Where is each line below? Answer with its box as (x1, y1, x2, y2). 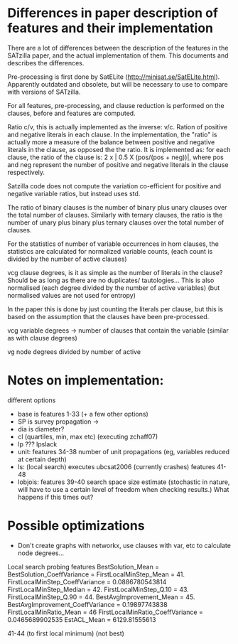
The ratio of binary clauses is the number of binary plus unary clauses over (7, 203, 227, 211)
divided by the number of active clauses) (7, 254, 127, 263)
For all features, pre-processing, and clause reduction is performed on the (7, 101, 225, 109)
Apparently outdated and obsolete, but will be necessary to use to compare (7, 80, 229, 88)
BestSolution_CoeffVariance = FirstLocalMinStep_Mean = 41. (7, 570, 185, 579)
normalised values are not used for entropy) (7, 291, 136, 299)
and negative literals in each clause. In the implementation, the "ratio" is (7, 130, 217, 139)
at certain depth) (17, 455, 67, 463)
